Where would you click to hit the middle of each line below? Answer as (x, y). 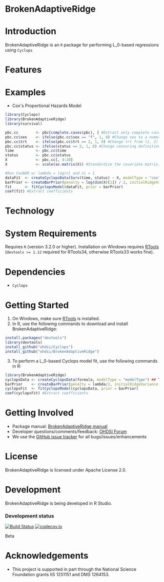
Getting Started (37, 305)
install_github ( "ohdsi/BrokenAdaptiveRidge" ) (52, 351)
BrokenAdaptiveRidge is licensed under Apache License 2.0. (66, 470)
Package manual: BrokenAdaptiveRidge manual (60, 427)
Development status (30, 516)
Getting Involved (39, 413)
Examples (25, 92)
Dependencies (35, 272)
